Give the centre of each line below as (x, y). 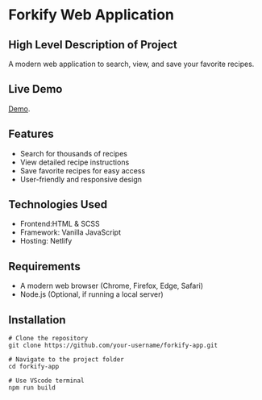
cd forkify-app (34, 367)
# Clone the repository (48, 339)
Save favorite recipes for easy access (83, 170)
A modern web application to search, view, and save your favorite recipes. (131, 64)
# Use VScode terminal (46, 381)
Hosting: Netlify (46, 241)
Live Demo (35, 89)
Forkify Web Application (91, 15)
